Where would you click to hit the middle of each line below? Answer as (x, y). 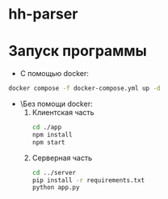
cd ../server (54, 172)
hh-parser (43, 14)
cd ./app (47, 127)
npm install (52, 134)
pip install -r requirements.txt (88, 180)
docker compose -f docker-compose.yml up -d (84, 89)
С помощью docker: (54, 74)
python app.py (56, 188)
